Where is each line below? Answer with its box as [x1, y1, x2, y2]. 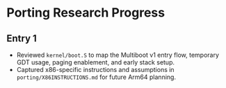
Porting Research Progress [6, 5, 165, 21]
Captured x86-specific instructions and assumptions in [16, 66, 175, 73]
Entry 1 [6, 33, 38, 44]
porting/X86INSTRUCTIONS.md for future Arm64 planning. [16, 73, 177, 81]
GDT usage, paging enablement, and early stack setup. [16, 58, 175, 67]
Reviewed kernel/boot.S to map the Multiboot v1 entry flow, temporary [16, 51, 220, 59]
